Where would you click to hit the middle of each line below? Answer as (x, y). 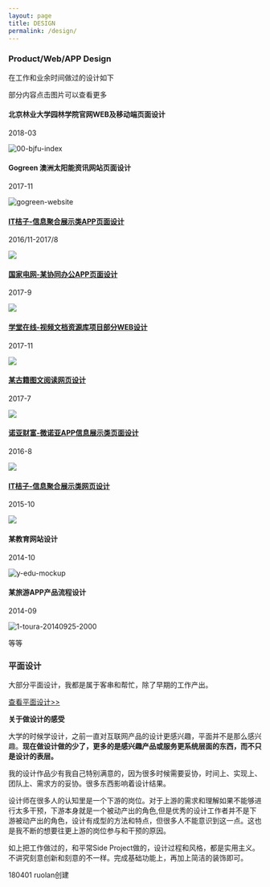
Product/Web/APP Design (60, 59)
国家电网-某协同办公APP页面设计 (63, 274)
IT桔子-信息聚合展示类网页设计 (59, 486)
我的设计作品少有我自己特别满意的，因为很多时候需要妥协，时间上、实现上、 (135, 773)
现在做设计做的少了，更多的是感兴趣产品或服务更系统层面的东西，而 (135, 746)
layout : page (30, 16)
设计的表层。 (36, 756)
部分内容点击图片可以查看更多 (57, 94)
